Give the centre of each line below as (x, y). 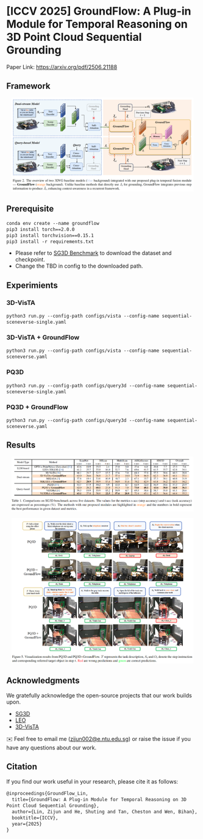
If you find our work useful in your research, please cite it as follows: (92, 781)
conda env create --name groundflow (53, 224)
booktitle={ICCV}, (35, 818)
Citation (22, 767)
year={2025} (27, 824)
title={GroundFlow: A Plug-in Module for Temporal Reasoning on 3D (99, 799)
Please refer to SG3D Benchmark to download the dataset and (93, 253)
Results (21, 445)
